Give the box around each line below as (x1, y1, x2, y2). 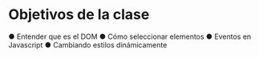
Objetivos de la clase (8, 6, 150, 24)
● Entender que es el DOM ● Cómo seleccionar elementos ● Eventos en (8, 32, 252, 41)
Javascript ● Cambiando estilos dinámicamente (8, 40, 168, 49)
